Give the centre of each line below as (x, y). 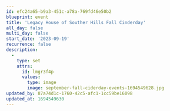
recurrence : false (29, 45)
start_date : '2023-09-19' (38, 39)
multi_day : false (27, 33)
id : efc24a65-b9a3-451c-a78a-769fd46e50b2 (59, 11)
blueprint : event (27, 17)
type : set (29, 60)
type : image (42, 83)
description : (22, 50)
